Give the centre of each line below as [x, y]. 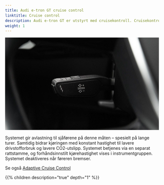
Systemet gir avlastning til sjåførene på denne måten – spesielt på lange [77, 138]
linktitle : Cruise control [32, 15]
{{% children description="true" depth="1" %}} [52, 177]
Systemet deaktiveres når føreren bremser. [48, 158]
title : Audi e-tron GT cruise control [44, 10]
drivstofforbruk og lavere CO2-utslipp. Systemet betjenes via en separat [78, 148]
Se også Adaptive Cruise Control [38, 168]
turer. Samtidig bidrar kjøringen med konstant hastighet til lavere [70, 143]
